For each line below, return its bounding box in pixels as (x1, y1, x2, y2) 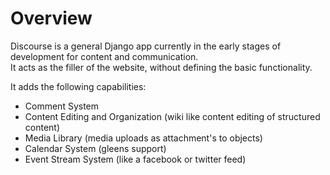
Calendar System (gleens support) (24, 142, 167, 154)
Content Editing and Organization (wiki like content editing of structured (24, 110, 321, 122)
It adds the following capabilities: (10, 80, 147, 92)
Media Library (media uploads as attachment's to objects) (24, 132, 263, 144)
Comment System (24, 100, 100, 112)
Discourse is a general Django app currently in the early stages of (10, 40, 282, 52)
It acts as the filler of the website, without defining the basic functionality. (10, 61, 313, 73)
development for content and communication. (10, 50, 199, 62)
